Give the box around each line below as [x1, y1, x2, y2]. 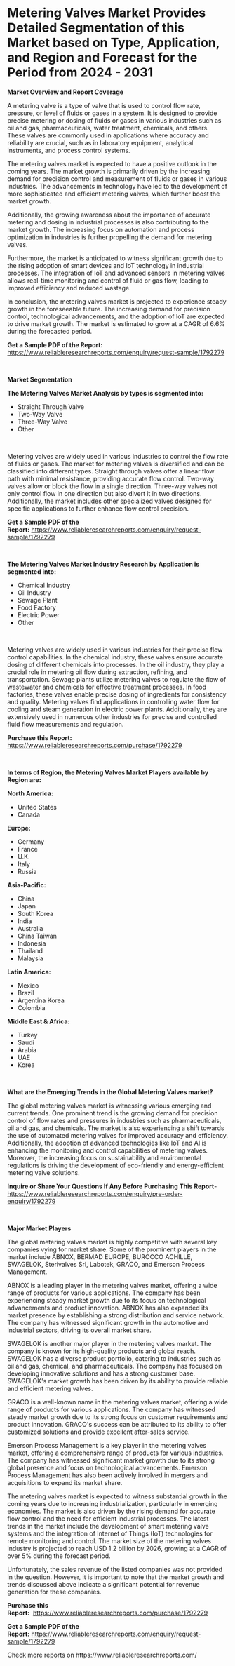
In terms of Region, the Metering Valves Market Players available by [7, 768, 209, 777]
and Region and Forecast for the [7, 50, 198, 66]
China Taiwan [17, 932, 58, 940]
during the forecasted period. [7, 327, 93, 335]
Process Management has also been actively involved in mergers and [7, 1471, 208, 1479]
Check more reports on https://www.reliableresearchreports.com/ [7, 1651, 198, 1659]
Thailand [17, 946, 43, 955]
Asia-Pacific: [7, 880, 47, 889]
